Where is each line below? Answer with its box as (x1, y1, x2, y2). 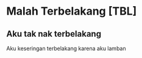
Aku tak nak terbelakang (6, 29, 102, 39)
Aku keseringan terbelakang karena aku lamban (6, 45, 126, 52)
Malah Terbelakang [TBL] (6, 4, 137, 18)
